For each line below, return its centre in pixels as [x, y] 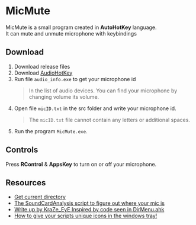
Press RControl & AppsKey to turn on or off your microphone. [81, 164]
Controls [22, 150]
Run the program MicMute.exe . [51, 131]
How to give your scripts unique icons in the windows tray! [86, 216]
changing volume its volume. [64, 97]
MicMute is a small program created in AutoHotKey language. [81, 27]
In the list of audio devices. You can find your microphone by [103, 91]
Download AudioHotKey [43, 73]
